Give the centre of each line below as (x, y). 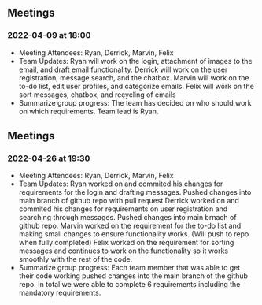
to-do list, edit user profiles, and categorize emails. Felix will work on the (137, 86)
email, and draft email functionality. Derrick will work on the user (123, 69)
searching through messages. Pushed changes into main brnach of (127, 218)
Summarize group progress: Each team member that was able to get (129, 268)
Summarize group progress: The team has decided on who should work (135, 102)
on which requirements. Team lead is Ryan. (89, 111)
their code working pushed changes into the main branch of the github (133, 276)
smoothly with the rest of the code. (76, 259)
